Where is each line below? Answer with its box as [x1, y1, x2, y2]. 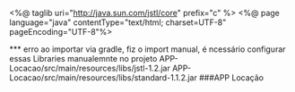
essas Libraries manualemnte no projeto [9, 54, 158, 63]
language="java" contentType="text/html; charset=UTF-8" [9, 17, 227, 28]
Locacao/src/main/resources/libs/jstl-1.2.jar [9, 63, 170, 73]
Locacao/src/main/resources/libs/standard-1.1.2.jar [9, 72, 197, 83]
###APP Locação [198, 72, 265, 83]
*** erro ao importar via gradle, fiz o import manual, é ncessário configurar [9, 44, 286, 54]
